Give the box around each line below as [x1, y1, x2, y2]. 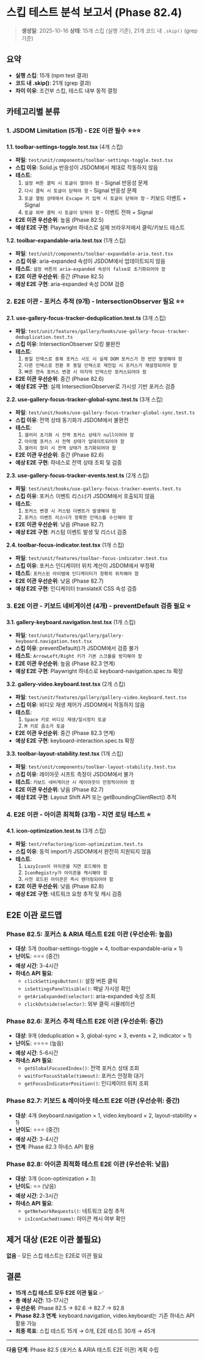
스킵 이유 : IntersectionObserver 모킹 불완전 [15, 340, 121, 347]
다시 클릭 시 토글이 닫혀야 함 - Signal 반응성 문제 [24, 187, 137, 194]
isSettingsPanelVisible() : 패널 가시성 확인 [24, 985, 131, 992]
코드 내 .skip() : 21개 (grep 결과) [15, 79, 92, 86]
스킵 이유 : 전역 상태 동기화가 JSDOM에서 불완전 [15, 416, 129, 424]
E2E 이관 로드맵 [6, 910, 62, 920]
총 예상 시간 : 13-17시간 [15, 1297, 69, 1304]
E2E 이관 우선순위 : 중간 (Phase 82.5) [15, 273, 104, 280]
